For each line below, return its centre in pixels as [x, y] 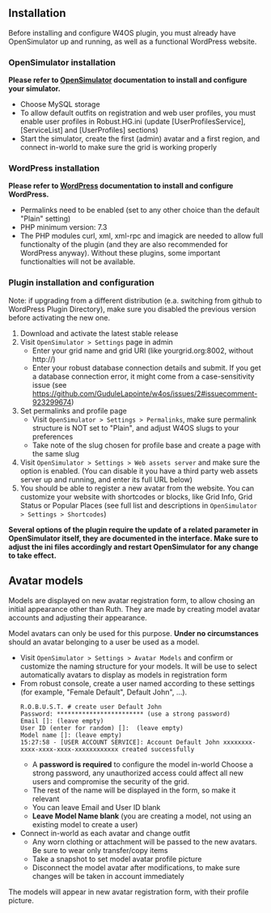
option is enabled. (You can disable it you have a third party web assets [139, 471]
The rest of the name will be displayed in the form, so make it [134, 790]
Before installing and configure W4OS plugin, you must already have [122, 32]
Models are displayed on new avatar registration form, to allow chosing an [132, 600]
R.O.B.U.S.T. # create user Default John [91, 707]
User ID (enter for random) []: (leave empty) [102, 728]
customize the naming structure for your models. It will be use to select [138, 666]
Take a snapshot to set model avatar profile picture [117, 859]
